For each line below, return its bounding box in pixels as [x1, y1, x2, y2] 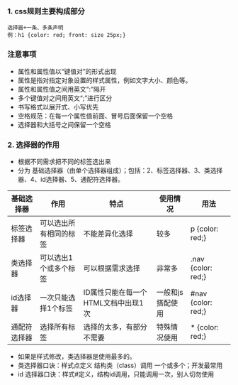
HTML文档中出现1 [83, 298, 144, 308]
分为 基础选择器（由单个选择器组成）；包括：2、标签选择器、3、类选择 [17, 166, 223, 175]
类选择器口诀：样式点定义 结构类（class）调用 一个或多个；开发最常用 [17, 361, 223, 369]
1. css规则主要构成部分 [7, 6, 85, 16]
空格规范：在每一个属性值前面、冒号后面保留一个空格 [17, 112, 174, 120]
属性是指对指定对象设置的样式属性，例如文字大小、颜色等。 [17, 76, 192, 85]
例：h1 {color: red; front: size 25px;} [7, 32, 126, 39]
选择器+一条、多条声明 [7, 24, 64, 31]
